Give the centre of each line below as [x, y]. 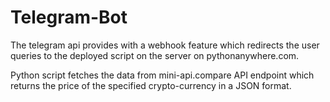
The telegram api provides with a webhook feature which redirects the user [165, 45]
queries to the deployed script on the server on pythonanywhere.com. [155, 55]
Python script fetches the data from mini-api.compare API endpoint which [162, 75]
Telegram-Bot [69, 17]
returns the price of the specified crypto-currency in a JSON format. [151, 85]
